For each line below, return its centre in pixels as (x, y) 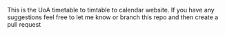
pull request (24, 24)
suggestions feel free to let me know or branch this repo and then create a (113, 17)
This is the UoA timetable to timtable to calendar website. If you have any (111, 10)
